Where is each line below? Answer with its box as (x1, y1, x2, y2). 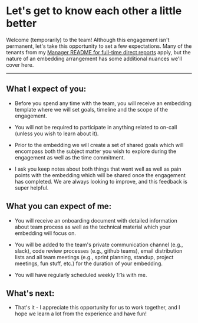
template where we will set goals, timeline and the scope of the (14, 106, 168, 113)
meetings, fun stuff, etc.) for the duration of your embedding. (14, 260, 163, 267)
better (6, 17, 37, 30)
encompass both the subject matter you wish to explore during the (14, 148, 177, 155)
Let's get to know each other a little (6, 4, 182, 18)
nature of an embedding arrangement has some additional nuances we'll (6, 55, 183, 62)
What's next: (6, 288, 55, 298)
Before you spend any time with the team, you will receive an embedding (14, 99, 192, 107)
